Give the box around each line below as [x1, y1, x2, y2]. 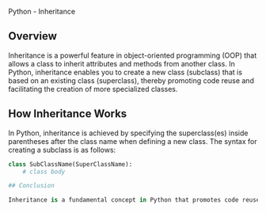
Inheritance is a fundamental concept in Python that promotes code [8, 196, 239, 204]
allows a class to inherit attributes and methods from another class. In [8, 59, 235, 68]
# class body [22, 168, 66, 176]
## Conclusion [8, 182, 55, 190]
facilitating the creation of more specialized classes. [8, 84, 178, 93]
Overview [8, 29, 58, 43]
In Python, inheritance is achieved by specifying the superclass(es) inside [8, 128, 249, 138]
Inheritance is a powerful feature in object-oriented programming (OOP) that [8, 51, 257, 60]
